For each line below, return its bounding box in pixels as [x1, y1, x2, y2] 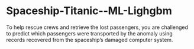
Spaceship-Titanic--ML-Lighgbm [6, 4, 173, 18]
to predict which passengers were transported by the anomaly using [6, 30, 173, 37]
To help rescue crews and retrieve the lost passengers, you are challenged [6, 24, 188, 31]
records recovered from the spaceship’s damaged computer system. [6, 36, 173, 43]
